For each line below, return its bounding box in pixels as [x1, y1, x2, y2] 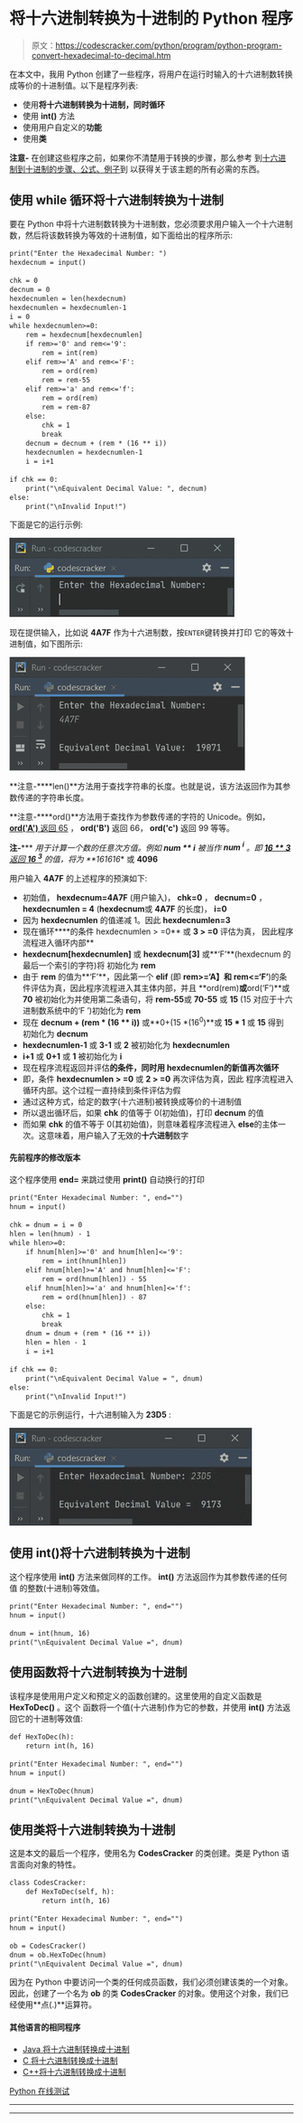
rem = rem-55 [41, 375, 91, 384]
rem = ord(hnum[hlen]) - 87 [41, 1292, 147, 1302]
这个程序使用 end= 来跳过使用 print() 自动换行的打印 [9, 1174, 205, 1184]
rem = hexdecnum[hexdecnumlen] [25, 330, 143, 339]
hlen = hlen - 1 [25, 1337, 87, 1347]
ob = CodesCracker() [9, 1941, 87, 1951]
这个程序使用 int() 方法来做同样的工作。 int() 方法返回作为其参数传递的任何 [9, 1571, 288, 1582]
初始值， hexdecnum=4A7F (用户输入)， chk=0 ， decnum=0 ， [22, 892, 268, 903]
